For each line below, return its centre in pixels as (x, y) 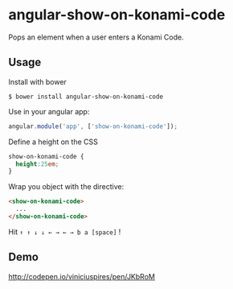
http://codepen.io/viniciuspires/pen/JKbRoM (82, 276)
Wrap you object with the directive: (66, 187)
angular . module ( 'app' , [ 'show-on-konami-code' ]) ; (93, 126)
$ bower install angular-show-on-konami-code (86, 97)
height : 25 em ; (37, 164)
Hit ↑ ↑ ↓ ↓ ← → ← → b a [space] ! (65, 232)
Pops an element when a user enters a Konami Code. (96, 37)
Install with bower (37, 81)
